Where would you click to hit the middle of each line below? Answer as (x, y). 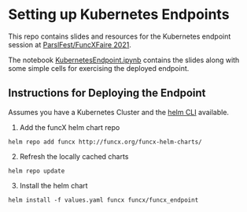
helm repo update (37, 171)
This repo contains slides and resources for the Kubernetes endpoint (120, 36)
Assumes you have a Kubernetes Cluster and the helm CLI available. (119, 112)
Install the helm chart (53, 185)
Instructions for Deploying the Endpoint (107, 93)
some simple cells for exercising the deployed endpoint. (99, 68)
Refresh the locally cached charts (74, 156)
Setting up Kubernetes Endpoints (119, 15)
